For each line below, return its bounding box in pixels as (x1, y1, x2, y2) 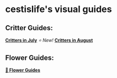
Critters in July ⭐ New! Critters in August (5, 37, 93, 43)
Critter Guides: (5, 24, 53, 32)
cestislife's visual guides (5, 4, 112, 15)
